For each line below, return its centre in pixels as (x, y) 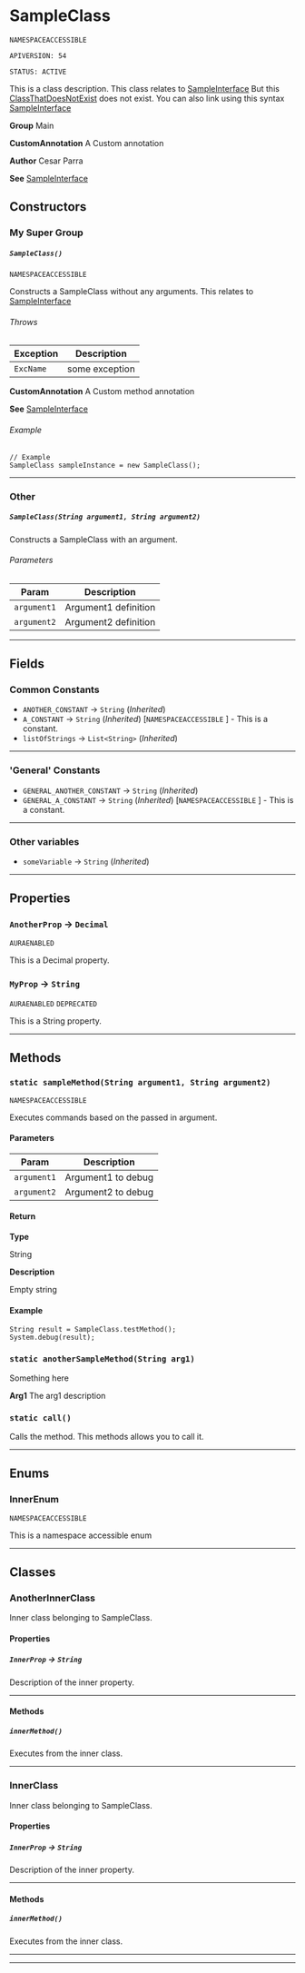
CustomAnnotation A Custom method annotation (102, 392)
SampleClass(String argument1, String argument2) (105, 517)
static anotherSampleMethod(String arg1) (102, 1359)
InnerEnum (34, 1500)
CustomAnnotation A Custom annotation (87, 143)
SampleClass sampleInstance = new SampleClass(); (105, 465)
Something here (39, 1378)
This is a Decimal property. (60, 960)
